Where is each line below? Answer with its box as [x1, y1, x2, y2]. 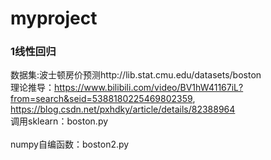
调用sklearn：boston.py [10, 115, 109, 127]
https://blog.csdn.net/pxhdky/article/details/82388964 [10, 103, 236, 116]
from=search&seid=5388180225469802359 [10, 93, 193, 105]
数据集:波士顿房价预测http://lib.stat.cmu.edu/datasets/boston [10, 69, 262, 81]
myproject [10, 7, 98, 30]
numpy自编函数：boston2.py [10, 138, 130, 151]
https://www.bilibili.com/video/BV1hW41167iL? [54, 82, 244, 94]
